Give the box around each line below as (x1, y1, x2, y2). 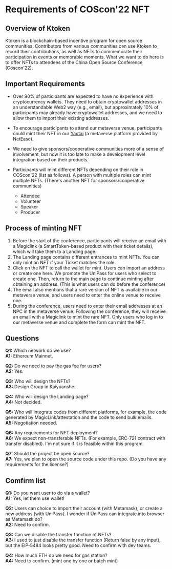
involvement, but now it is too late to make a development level (12, 151, 145, 157)
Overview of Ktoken (5, 24, 71, 33)
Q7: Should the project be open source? (5, 451, 90, 457)
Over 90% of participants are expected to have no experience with (12, 93, 154, 99)
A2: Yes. (5, 368, 24, 374)
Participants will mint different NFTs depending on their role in (12, 166, 144, 173)
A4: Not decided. (5, 399, 42, 405)
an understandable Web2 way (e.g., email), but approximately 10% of (12, 104, 159, 110)
